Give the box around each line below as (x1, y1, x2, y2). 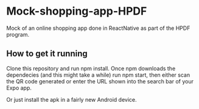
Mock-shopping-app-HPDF (6, 4, 147, 18)
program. (6, 30, 30, 38)
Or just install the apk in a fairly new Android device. (6, 96, 137, 103)
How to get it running (6, 49, 88, 59)
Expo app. (6, 84, 32, 91)
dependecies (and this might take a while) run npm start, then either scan (6, 71, 190, 79)
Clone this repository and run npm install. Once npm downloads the (6, 65, 176, 72)
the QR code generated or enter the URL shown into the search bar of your (6, 77, 194, 85)
